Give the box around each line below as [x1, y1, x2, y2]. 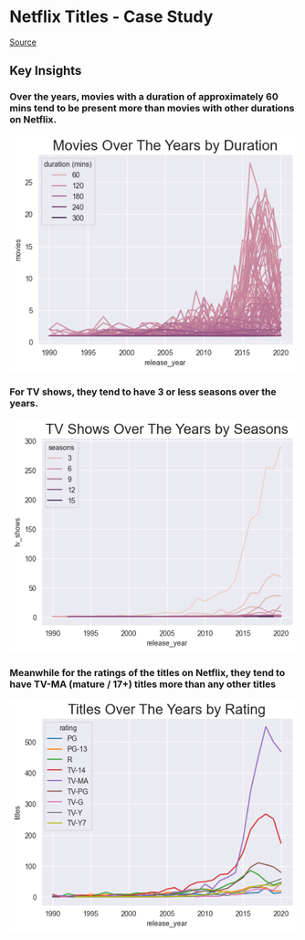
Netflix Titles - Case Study [9, 6, 214, 27]
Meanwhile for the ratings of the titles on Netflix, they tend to [9, 666, 286, 679]
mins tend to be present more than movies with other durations [9, 102, 295, 115]
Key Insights [9, 63, 82, 79]
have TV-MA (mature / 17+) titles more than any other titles [9, 678, 277, 691]
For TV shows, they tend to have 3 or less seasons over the [9, 386, 277, 398]
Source [9, 37, 37, 48]
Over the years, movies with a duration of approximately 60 [9, 90, 279, 103]
